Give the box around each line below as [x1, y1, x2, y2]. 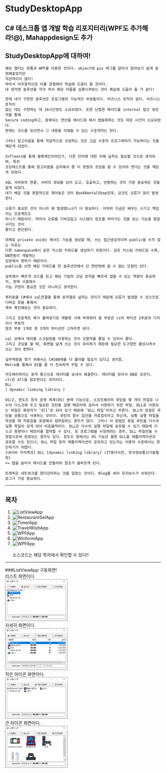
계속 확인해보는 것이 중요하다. [5, 306, 58, 311]
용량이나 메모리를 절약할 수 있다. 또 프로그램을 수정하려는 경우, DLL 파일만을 [14, 429, 152, 434]
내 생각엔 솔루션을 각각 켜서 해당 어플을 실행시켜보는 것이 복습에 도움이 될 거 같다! [5, 87, 155, 92]
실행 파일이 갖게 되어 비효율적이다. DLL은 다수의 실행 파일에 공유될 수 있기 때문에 [5, 424, 152, 429]
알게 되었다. [5, 186, 27, 191]
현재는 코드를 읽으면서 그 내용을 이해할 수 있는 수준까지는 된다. [5, 129, 119, 133]
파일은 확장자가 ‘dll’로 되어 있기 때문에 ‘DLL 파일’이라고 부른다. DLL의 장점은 [10, 408, 156, 413]
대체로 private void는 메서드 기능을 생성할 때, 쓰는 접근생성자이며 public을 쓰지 [5, 238, 155, 243]
